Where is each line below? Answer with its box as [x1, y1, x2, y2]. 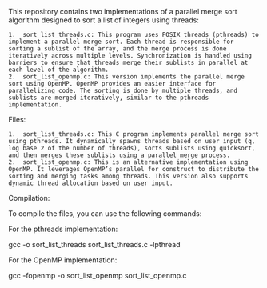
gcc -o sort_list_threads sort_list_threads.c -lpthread [8, 240, 181, 249]
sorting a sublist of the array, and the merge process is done [8, 45, 227, 53]
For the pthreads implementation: [8, 224, 118, 234]
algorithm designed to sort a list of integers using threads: [8, 15, 200, 25]
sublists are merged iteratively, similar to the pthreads [8, 94, 209, 102]
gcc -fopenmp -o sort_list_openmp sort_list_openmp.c [8, 271, 187, 280]
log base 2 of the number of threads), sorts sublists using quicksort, [8, 144, 256, 152]
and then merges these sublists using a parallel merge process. [8, 151, 230, 159]
